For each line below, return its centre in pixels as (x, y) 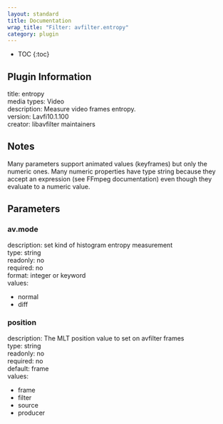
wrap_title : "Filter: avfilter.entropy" (68, 27)
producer (31, 413)
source (28, 405)
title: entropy (26, 94)
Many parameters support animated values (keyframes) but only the (108, 163)
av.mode (23, 229)
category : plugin (33, 34)
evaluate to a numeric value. (49, 186)
